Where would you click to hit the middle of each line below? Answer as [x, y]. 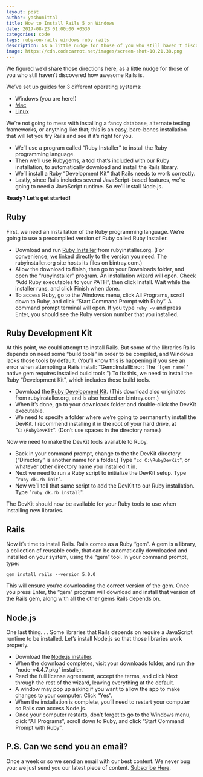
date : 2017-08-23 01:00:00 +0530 [48, 29]
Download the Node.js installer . [54, 657]
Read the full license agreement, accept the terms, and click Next [96, 676]
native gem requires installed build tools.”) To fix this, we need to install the [99, 374]
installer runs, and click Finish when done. [67, 288]
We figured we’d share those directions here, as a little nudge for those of [98, 68]
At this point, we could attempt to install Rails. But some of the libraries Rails [101, 348]
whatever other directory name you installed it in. [76, 466]
